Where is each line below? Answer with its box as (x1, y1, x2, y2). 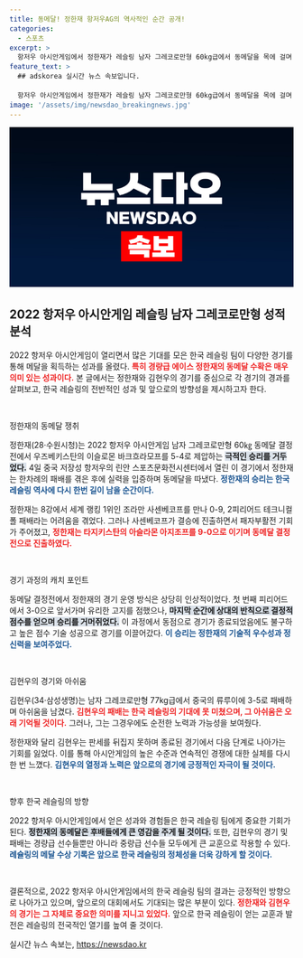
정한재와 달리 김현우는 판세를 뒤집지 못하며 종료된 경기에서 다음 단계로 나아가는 (9, 737, 287, 747)
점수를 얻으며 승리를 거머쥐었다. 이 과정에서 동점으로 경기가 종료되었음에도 (9, 615, 269, 627)
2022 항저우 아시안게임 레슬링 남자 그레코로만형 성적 (9, 307, 286, 323)
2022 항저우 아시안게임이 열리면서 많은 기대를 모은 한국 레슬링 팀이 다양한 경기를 (9, 349, 293, 361)
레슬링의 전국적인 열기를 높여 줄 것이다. (25, 919, 164, 930)
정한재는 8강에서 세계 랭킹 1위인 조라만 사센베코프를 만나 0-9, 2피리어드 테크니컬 (9, 503, 293, 514)
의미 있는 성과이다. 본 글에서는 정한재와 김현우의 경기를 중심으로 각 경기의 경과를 (9, 371, 290, 383)
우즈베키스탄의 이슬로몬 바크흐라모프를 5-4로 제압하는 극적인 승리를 (32, 450, 271, 461)
